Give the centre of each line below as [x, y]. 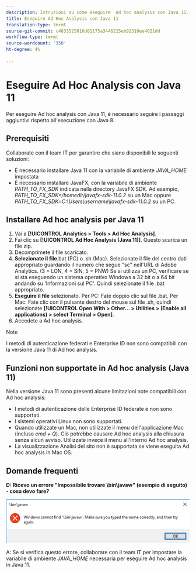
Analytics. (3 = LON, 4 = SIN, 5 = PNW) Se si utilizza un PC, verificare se [101, 271]
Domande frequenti [42, 471]
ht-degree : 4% [23, 50]
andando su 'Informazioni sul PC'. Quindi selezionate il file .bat [90, 283]
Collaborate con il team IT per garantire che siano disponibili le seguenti [92, 153]
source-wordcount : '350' [36, 43]
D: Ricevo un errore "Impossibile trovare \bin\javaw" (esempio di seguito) [97, 485]
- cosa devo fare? [28, 491]
